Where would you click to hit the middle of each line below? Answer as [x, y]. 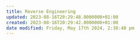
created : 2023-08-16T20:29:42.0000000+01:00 [62, 22]
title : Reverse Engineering [41, 11]
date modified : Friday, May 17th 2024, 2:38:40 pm [70, 28]
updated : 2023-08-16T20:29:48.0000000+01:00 [62, 17]
